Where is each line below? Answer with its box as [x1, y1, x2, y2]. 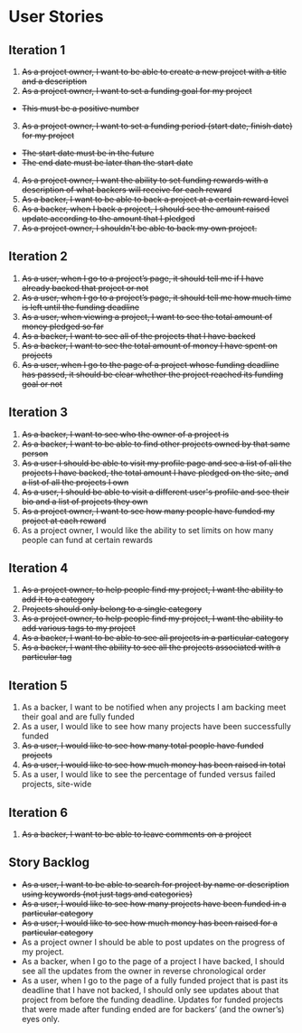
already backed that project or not [21, 282, 149, 293]
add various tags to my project [21, 623, 137, 634]
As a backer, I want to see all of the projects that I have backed [21, 330, 256, 341]
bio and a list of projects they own [21, 495, 148, 507]
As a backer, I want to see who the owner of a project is [21, 428, 230, 439]
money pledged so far [21, 321, 105, 332]
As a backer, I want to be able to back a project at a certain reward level [21, 194, 289, 204]
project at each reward [21, 515, 107, 526]
